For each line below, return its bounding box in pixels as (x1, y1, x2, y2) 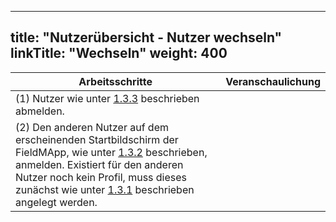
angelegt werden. (15, 195, 98, 209)
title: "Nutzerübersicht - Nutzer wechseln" (10, 29, 283, 46)
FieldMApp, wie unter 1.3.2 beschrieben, (15, 145, 208, 159)
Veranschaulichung (225, 74, 321, 88)
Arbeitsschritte (78, 74, 153, 88)
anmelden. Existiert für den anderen (15, 157, 184, 171)
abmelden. (15, 104, 65, 118)
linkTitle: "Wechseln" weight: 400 (10, 45, 228, 62)
